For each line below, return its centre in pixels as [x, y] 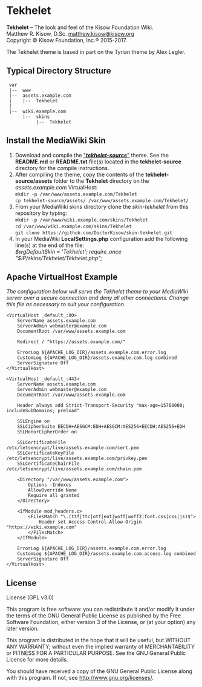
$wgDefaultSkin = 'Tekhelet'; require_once [68, 251]
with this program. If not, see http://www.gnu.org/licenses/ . [80, 678]
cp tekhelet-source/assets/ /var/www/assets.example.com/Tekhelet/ [102, 200]
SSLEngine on [34, 421]
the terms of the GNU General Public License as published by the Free [94, 616]
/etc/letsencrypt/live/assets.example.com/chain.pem [74, 469]
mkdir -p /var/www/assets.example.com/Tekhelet [76, 194]
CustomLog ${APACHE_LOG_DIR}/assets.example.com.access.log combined [107, 554]
